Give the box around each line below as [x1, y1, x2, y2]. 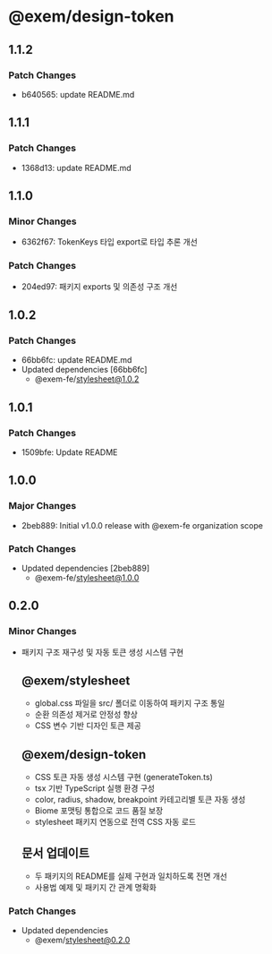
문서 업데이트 [21, 845, 90, 861]
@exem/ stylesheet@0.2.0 [34, 934, 131, 946]
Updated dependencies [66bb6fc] [21, 365, 148, 375]
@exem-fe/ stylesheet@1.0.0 [34, 572, 140, 583]
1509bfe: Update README [21, 446, 118, 458]
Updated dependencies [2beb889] [21, 563, 150, 573]
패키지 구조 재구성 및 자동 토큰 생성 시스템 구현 [21, 647, 184, 657]
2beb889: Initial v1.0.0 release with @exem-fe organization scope [21, 520, 263, 530]
